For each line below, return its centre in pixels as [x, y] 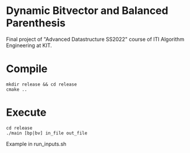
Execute [26, 113]
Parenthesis [36, 23]
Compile [27, 69]
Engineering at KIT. [29, 45]
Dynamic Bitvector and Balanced [87, 11]
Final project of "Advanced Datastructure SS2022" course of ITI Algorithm [95, 39]
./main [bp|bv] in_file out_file [47, 133]
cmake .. [17, 89]
